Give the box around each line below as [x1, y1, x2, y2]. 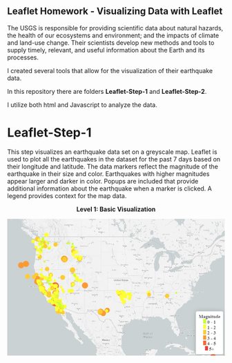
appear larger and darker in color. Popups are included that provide [7, 177, 199, 185]
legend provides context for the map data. [7, 191, 127, 199]
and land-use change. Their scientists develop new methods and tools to [7, 38, 215, 47]
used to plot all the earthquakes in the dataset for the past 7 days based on [7, 155, 221, 163]
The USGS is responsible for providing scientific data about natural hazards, [7, 23, 224, 32]
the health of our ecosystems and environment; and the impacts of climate [7, 31, 220, 39]
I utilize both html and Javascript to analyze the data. [7, 100, 157, 109]
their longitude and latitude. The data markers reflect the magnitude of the [7, 162, 219, 170]
